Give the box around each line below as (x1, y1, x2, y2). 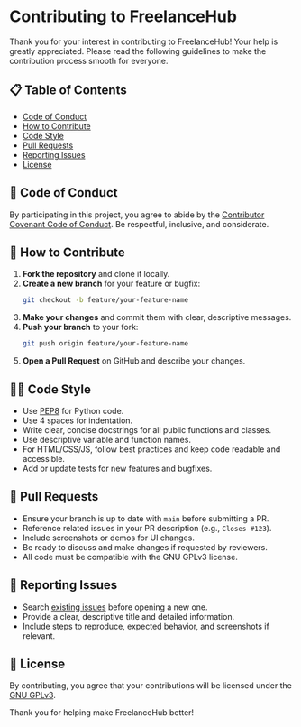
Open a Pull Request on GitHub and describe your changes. (22, 355, 246, 366)
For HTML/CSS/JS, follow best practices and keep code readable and (22, 444, 281, 455)
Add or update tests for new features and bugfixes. (22, 463, 213, 474)
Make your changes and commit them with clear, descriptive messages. (22, 312, 292, 323)
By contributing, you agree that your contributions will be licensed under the (9, 680, 293, 691)
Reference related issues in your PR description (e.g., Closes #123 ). (22, 522, 272, 533)
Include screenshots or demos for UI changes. (22, 532, 196, 543)
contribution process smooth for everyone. (9, 55, 169, 66)
